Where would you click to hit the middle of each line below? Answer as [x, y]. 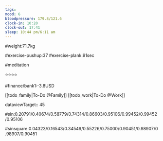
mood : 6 [13, 14]
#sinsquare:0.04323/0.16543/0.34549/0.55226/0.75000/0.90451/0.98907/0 [81, 129]
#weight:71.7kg [20, 46]
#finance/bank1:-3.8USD [30, 86]
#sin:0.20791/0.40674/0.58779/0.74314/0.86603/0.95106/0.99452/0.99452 [81, 114]
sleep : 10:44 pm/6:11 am [30, 32]
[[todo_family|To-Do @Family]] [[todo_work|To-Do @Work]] [65, 95]
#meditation [17, 65]
